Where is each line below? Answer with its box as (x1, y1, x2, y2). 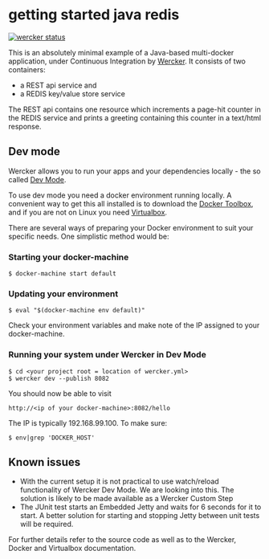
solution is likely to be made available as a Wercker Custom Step (19, 494, 234, 504)
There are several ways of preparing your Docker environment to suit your (8, 222, 254, 232)
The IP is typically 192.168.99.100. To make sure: (8, 418, 168, 427)
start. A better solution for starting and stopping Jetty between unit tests (19, 511, 260, 520)
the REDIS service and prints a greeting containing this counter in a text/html (8, 112, 262, 122)
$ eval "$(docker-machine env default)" (8, 307, 146, 315)
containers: (8, 64, 46, 74)
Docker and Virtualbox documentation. (8, 544, 137, 553)
